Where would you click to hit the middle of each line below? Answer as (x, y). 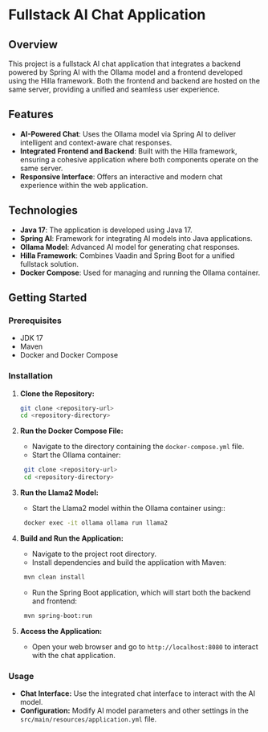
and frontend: (55, 601)
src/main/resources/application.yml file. (88, 719)
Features (31, 115)
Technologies (43, 211)
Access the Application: (61, 631)
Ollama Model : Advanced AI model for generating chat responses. (130, 247)
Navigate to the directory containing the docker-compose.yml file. (138, 447)
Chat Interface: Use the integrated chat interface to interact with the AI (138, 693)
